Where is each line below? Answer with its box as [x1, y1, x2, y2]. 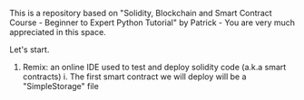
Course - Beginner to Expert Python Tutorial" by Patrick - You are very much [9, 17, 296, 28]
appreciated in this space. [9, 27, 106, 37]
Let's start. [9, 44, 50, 55]
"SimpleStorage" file [22, 81, 100, 91]
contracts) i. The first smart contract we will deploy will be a [22, 71, 247, 82]
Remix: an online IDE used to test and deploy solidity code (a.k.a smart [22, 62, 287, 72]
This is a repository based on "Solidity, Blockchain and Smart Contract [9, 8, 272, 18]
